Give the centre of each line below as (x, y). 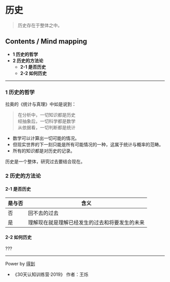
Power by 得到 (20, 264)
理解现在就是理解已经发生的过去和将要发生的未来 (87, 222)
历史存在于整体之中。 (40, 25)
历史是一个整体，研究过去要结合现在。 (45, 161)
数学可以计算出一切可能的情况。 (46, 138)
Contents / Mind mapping (46, 42)
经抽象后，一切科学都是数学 (47, 121)
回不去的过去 (44, 213)
